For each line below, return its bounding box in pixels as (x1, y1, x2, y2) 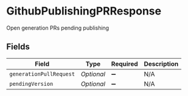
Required (111, 59, 138, 68)
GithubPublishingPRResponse (6, 4, 162, 18)
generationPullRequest (9, 71, 75, 77)
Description (144, 59, 179, 68)
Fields (6, 42, 30, 52)
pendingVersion (9, 80, 54, 87)
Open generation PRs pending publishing (6, 24, 110, 31)
